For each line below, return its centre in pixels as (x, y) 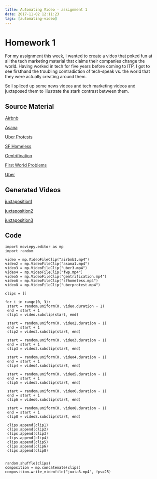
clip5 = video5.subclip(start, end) (44, 382)
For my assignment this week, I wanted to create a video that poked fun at (79, 56)
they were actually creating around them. (46, 77)
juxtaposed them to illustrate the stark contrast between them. (67, 91)
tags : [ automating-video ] (31, 18)
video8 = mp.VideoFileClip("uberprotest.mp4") (53, 285)
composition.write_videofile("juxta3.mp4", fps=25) (58, 472)
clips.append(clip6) (28, 446)
